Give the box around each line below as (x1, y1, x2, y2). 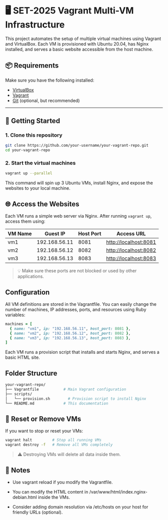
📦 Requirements (5, 62, 59, 70)
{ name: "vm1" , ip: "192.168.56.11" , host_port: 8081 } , (9, 326, 131, 331)
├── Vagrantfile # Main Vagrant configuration (5, 387, 126, 392)
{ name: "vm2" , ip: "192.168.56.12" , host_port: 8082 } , (9, 331, 131, 336)
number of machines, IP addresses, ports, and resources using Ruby (5, 306, 146, 312)
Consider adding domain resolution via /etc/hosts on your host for (12, 503, 148, 509)
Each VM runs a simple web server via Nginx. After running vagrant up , (5, 213, 152, 219)
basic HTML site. (5, 354, 40, 360)
